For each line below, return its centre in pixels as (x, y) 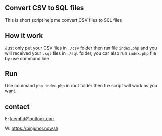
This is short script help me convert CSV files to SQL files (64, 20)
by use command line (27, 58)
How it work (24, 36)
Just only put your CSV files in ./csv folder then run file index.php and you (81, 48)
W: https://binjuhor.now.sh (32, 128)
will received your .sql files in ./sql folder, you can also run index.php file (81, 53)
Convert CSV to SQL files (45, 8)
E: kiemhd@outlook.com (30, 119)
